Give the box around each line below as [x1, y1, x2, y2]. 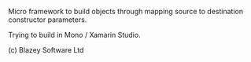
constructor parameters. [8, 15, 87, 24]
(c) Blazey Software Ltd [8, 46, 84, 54]
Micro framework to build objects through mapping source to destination [8, 7, 244, 16]
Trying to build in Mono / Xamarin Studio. [8, 31, 141, 39]
